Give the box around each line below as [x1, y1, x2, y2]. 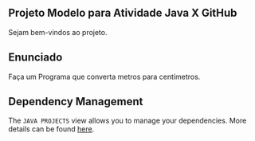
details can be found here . [8, 124, 95, 134]
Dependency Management [8, 95, 143, 108]
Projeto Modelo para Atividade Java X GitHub [8, 6, 237, 20]
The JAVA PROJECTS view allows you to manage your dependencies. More [8, 116, 247, 126]
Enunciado [8, 51, 63, 65]
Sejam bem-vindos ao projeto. [8, 27, 108, 37]
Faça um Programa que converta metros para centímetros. [8, 72, 201, 81]
